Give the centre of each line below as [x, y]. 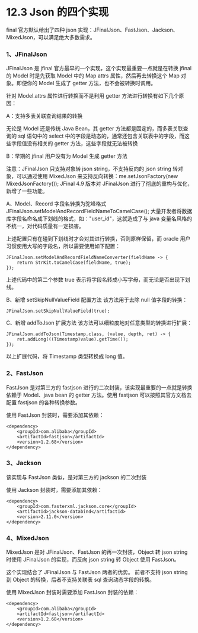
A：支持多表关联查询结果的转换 [44, 116]
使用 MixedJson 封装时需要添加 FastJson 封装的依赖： [73, 593]
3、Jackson [24, 463]
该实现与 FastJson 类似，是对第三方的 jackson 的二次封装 [76, 477]
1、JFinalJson [27, 54]
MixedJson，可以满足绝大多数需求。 [51, 37]
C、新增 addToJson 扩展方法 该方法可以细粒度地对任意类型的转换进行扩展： [99, 323]
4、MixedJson [28, 538]
